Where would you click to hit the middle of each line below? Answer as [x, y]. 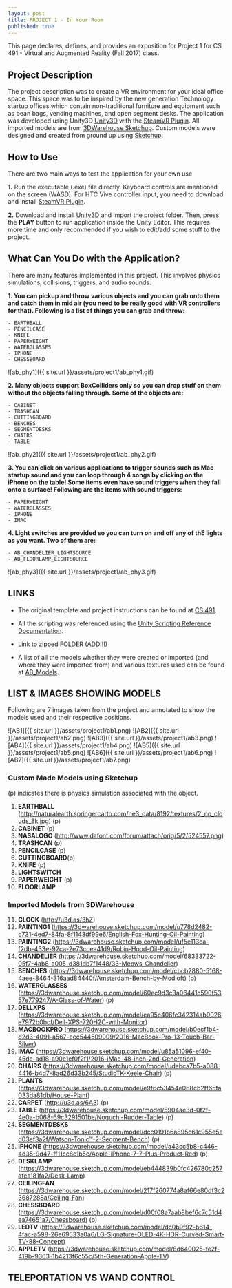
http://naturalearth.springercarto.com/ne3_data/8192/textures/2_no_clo [122, 813]
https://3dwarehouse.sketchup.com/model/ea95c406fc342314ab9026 [121, 1015]
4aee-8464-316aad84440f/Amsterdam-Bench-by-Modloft [101, 978]
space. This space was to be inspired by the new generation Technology [111, 99]
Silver [26, 1044]
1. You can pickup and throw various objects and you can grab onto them [114, 295]
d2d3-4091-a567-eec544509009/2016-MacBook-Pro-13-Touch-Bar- [116, 1037]
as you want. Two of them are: [52, 540]
